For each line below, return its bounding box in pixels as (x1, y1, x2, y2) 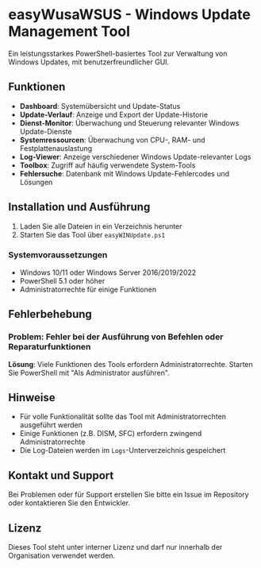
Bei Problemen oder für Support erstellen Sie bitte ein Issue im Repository (8, 490, 249, 500)
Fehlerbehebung (8, 307, 93, 321)
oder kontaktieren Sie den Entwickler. (8, 498, 131, 508)
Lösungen (19, 177, 53, 187)
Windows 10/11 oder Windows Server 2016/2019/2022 (19, 268, 197, 277)
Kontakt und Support (8, 469, 114, 482)
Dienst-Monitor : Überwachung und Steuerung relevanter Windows (19, 118, 240, 128)
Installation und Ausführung (8, 200, 151, 214)
